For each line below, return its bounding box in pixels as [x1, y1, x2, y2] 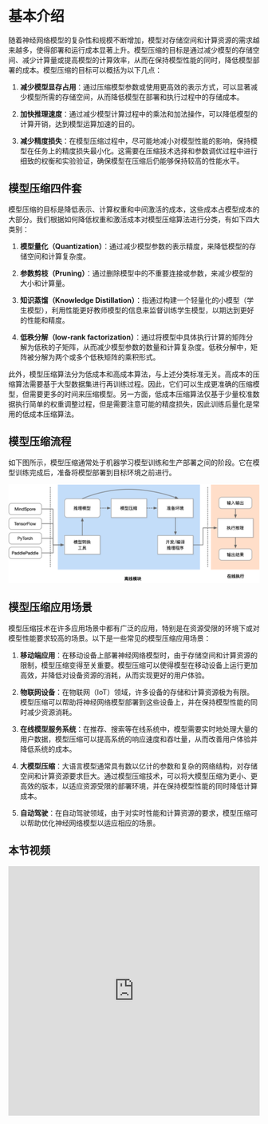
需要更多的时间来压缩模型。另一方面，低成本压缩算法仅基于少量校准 [29, 389, 253, 399]
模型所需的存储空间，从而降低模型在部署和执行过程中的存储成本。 [26, 92, 244, 101]
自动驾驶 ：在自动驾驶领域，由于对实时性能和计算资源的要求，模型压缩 [19, 808, 251, 817]
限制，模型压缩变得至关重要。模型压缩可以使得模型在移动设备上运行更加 [19, 660, 258, 669]
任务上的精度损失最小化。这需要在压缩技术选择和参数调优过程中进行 [33, 145, 258, 156]
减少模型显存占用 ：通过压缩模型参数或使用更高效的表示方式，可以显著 [19, 81, 251, 92]
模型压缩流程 [8, 435, 72, 448]
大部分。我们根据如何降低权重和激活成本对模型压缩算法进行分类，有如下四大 [8, 214, 260, 224]
